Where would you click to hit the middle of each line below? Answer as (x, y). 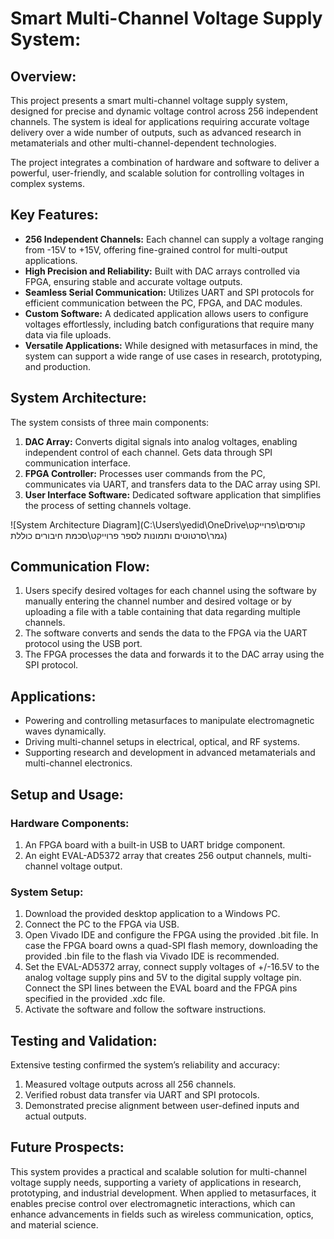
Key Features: (54, 215)
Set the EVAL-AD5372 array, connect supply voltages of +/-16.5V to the (172, 967)
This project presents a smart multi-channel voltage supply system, (149, 100)
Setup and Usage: (67, 794)
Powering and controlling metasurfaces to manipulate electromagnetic (169, 721)
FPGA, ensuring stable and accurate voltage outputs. (133, 281)
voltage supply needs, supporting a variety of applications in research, (156, 1182)
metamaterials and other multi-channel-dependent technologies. (143, 143)
